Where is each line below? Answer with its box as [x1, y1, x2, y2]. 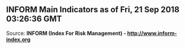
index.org [6, 35, 31, 43]
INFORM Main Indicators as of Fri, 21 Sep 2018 [6, 5, 180, 15]
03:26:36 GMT [6, 14, 62, 24]
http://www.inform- [127, 30, 177, 37]
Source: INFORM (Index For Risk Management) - [6, 30, 126, 37]
